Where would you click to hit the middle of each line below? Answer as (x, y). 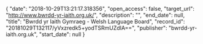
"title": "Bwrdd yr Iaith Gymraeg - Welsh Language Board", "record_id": (95, 21)
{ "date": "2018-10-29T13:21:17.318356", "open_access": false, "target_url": (100, 9)
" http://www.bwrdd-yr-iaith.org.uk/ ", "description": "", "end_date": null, (95, 15)
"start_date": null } (62, 34)
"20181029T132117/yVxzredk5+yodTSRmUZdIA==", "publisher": (86, 28)
